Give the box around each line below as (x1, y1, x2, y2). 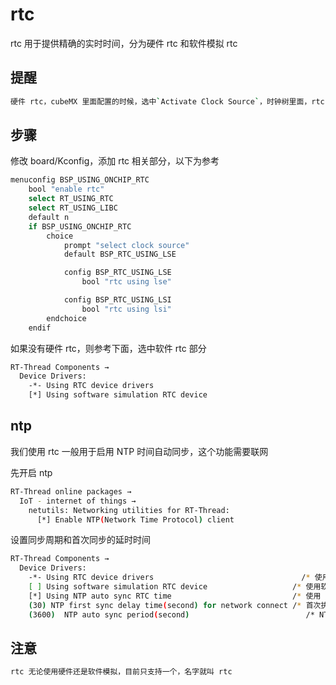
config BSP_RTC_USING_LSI (63, 295, 172, 305)
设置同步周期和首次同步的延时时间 (10, 534, 151, 546)
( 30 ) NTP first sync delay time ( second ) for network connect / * (28, 600, 302, 610)
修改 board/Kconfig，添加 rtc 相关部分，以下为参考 (10, 155, 220, 167)
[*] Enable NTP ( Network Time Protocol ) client (36, 514, 235, 525)
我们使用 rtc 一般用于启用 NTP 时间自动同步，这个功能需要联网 (10, 445, 269, 457)
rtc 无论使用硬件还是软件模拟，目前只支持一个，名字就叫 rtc (10, 667, 233, 677)
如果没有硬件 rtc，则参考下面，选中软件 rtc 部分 (10, 342, 207, 354)
